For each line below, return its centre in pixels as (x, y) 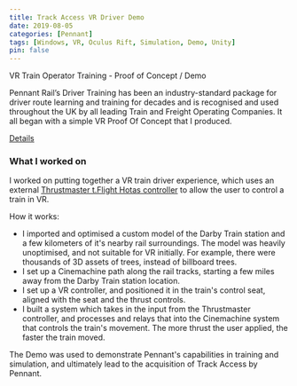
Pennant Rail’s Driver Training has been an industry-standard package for (143, 93)
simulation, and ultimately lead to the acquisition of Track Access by (134, 364)
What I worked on (48, 161)
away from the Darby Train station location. (101, 281)
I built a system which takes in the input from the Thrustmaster (136, 309)
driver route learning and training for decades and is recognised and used (144, 102)
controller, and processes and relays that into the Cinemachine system (151, 319)
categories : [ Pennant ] (51, 34)
